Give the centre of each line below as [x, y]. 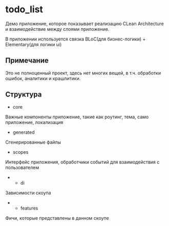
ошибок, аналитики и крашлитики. [43, 78]
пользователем [22, 167]
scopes [20, 152]
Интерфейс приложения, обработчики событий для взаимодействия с [82, 162]
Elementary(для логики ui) [34, 44]
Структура [24, 95]
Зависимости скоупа [28, 193]
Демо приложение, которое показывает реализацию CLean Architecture [84, 24]
